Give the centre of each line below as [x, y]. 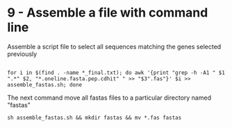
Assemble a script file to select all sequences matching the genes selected [114, 46]
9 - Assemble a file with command [108, 13]
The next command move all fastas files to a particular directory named [109, 98]
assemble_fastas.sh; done [44, 84]
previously [22, 54]
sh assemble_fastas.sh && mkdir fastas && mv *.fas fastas [94, 118]
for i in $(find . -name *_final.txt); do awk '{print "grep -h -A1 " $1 [116, 73]
